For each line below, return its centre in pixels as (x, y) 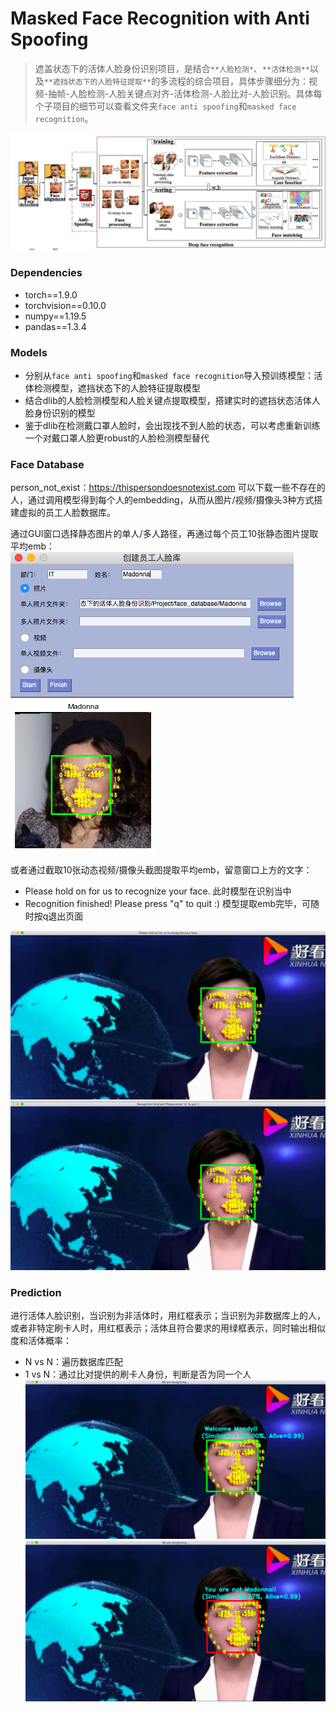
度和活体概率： (41, 1341)
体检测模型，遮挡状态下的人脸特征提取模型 (112, 388)
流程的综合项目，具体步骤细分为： (239, 81)
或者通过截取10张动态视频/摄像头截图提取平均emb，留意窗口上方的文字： (161, 870)
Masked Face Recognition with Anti (160, 18)
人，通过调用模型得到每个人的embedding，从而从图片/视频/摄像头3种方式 (162, 500)
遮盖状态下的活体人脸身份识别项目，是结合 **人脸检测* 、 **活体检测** (172, 68)
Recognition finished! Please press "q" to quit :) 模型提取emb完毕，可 (168, 904)
